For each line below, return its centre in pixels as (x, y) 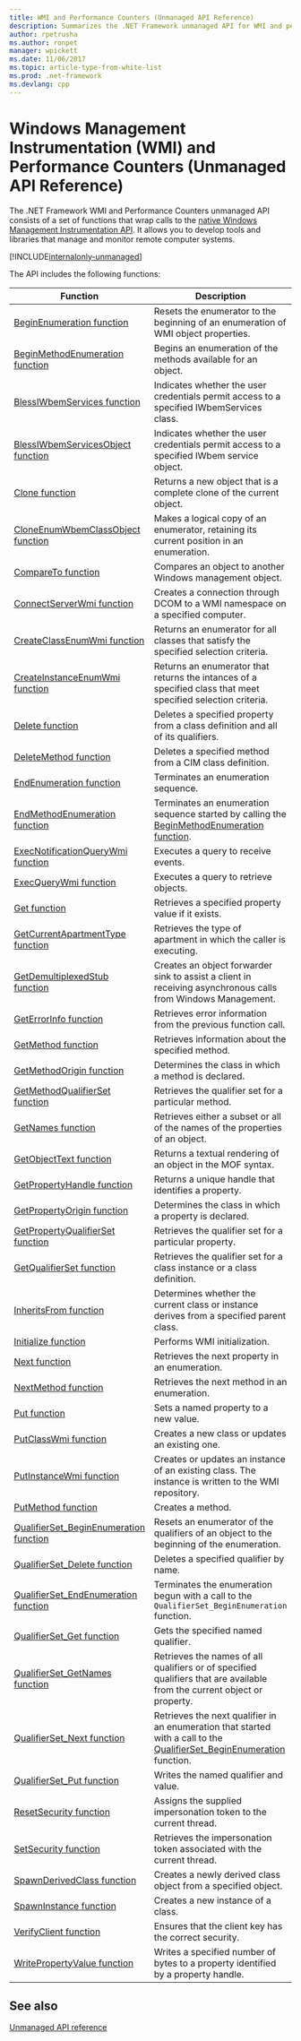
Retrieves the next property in (216, 1356)
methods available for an (206, 359)
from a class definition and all (215, 725)
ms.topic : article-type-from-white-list (86, 68)
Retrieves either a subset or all (218, 1116)
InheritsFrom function (59, 1310)
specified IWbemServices (208, 407)
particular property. (194, 1242)
